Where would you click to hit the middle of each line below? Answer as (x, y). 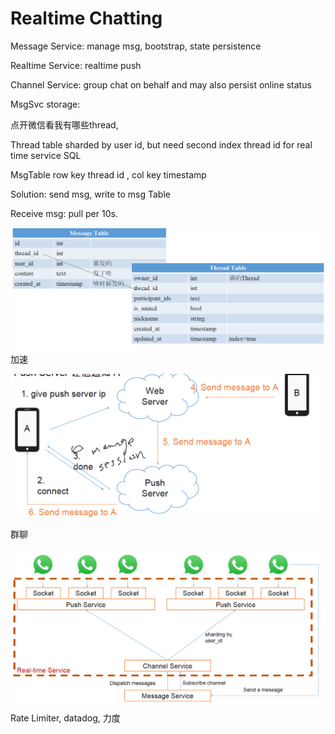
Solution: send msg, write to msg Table (90, 194)
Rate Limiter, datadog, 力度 (65, 718)
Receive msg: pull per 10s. (64, 213)
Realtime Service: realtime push (76, 65)
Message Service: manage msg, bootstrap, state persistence (136, 46)
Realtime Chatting (86, 18)
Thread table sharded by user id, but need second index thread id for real (161, 144)
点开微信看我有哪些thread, (64, 124)
